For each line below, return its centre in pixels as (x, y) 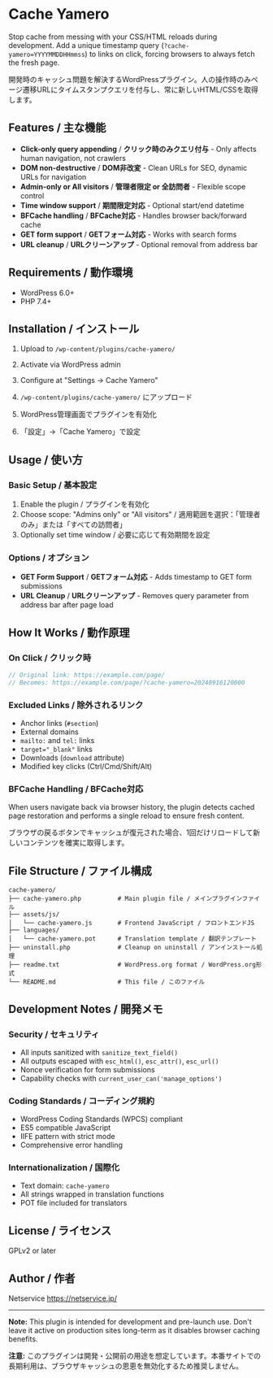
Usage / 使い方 (46, 460)
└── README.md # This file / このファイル (107, 982)
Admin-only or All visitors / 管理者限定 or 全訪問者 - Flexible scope (133, 186)
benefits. (23, 1339)
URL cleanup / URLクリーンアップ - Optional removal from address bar (139, 244)
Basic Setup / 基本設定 (53, 485)
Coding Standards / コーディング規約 (82, 1101)
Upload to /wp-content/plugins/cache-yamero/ (98, 349)
